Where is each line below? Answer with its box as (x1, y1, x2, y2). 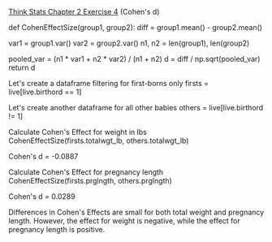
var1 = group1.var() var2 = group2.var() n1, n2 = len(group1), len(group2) (8, 38, 250, 48)
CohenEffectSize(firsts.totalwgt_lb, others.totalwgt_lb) (8, 136, 189, 145)
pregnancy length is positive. (8, 225, 106, 234)
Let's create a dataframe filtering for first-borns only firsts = (8, 79, 209, 88)
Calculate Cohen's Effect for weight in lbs (8, 127, 148, 136)
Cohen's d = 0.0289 (8, 192, 76, 201)
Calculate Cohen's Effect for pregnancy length (8, 167, 164, 177)
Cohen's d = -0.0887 (8, 152, 79, 161)
